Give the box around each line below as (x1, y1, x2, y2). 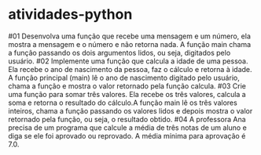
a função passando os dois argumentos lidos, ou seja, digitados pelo (8, 48, 231, 57)
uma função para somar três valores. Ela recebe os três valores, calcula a (8, 89, 246, 99)
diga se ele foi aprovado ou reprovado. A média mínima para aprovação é (8, 131, 246, 140)
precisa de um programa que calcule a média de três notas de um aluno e (8, 123, 248, 132)
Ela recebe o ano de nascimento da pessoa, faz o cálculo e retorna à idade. (8, 64, 253, 74)
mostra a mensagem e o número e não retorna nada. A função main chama (8, 39, 252, 49)
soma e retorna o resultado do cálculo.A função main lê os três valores (8, 98, 237, 107)
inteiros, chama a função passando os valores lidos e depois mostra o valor (8, 106, 253, 115)
